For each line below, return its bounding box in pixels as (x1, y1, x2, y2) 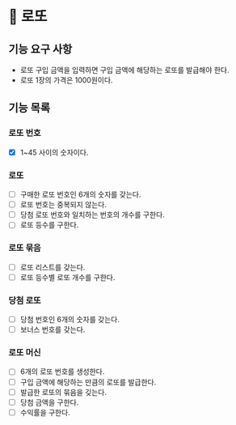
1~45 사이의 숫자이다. (19, 147, 89, 157)
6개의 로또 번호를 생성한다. (19, 367, 105, 376)
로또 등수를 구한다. (19, 220, 79, 230)
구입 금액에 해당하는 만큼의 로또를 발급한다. (19, 377, 157, 387)
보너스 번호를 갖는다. (19, 325, 86, 334)
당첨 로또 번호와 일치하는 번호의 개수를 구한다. (19, 210, 166, 219)
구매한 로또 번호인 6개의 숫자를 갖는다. (19, 189, 141, 199)
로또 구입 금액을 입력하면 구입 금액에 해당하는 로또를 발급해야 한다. (19, 66, 230, 74)
